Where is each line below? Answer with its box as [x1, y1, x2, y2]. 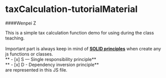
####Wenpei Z [5, 20, 36, 26]
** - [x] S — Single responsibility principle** [5, 56, 97, 62]
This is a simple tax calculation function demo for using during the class [5, 29, 154, 35]
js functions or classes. [5, 51, 53, 57]
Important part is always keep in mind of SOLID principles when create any [5, 45, 161, 51]
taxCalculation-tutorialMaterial [5, 3, 138, 15]
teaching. [5, 35, 25, 41]
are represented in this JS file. [5, 66, 68, 73]
